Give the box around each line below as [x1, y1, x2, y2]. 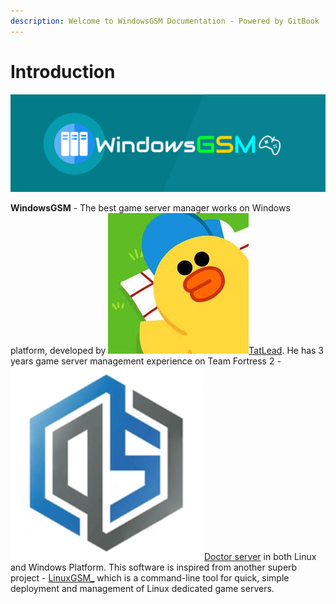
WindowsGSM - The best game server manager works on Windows [10, 201, 291, 214]
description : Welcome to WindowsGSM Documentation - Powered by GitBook [10, 16, 320, 26]
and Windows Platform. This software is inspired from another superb [10, 561, 298, 573]
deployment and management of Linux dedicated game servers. [10, 582, 275, 594]
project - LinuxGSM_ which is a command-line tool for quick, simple [10, 571, 290, 584]
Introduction [10, 60, 116, 83]
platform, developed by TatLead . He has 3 [10, 344, 325, 356]
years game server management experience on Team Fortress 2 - [10, 355, 282, 367]
